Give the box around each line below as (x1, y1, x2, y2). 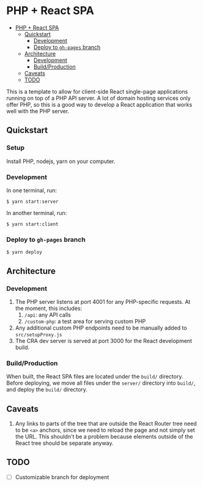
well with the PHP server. (6, 107, 70, 115)
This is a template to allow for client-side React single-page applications (6, 88, 188, 95)
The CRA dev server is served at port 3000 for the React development (15, 337, 193, 344)
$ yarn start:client (6, 221, 59, 227)
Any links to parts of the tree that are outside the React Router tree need (15, 420, 197, 428)
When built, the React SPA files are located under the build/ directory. (6, 373, 183, 380)
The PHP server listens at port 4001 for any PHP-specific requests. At (15, 298, 191, 305)
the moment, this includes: (15, 304, 83, 312)
